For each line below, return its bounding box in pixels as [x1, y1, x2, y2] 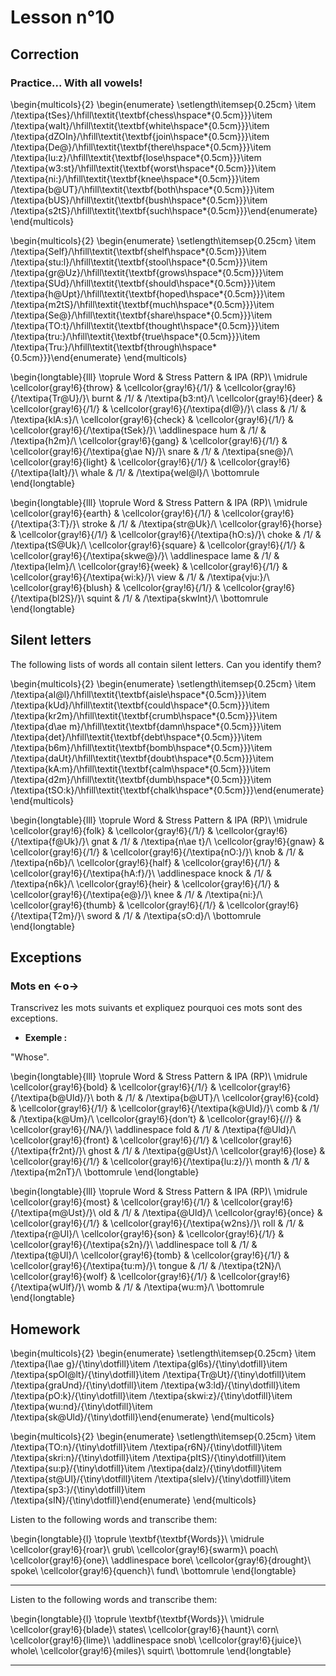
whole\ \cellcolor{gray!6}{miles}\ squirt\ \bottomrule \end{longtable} [10, 1645, 292, 1657]
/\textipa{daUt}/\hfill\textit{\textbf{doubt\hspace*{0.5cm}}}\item [10, 752, 274, 764]
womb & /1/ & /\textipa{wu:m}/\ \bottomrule [86, 1281, 265, 1293]
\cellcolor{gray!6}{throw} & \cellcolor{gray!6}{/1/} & [10, 381, 222, 393]
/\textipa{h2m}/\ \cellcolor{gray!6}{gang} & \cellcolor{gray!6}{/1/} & [10, 434, 288, 446]
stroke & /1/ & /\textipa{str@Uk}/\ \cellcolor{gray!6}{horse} [81, 517, 323, 530]
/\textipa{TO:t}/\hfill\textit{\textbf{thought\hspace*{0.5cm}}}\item [10, 319, 280, 331]
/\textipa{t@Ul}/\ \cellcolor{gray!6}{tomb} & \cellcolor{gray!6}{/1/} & [10, 1249, 290, 1261]
